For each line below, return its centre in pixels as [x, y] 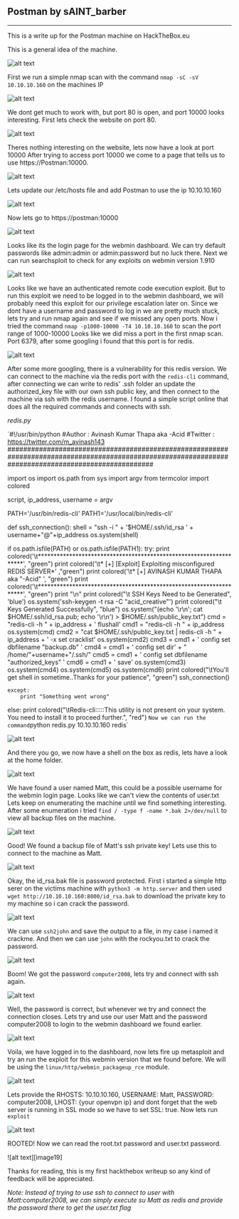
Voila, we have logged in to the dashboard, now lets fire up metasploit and [116, 1052]
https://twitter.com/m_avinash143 [56, 442]
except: [19, 690]
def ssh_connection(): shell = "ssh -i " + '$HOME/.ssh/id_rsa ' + [101, 527]
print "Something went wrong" [65, 696]
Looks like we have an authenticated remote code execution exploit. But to [116, 288]
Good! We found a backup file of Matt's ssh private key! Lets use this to [112, 845]
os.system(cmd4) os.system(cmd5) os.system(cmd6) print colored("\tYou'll [118, 670]
